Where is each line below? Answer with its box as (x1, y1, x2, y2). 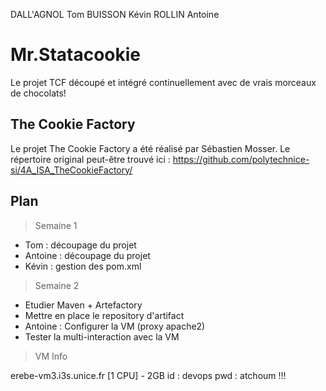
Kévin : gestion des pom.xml (24, 260, 142, 272)
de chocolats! (10, 87, 67, 99)
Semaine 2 (34, 279, 80, 291)
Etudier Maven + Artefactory (24, 299, 143, 311)
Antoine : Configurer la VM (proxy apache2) (24, 320, 206, 332)
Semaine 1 (34, 219, 78, 231)
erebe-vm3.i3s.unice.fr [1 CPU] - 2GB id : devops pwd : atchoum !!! (10, 369, 287, 381)
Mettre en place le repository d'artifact (24, 309, 185, 321)
